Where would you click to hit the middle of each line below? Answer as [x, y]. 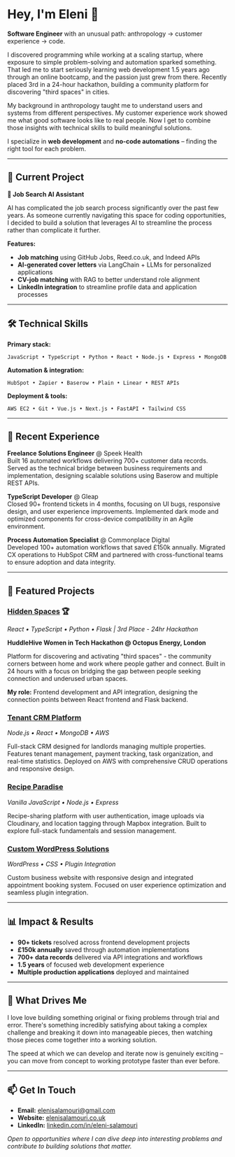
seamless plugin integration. [48, 892]
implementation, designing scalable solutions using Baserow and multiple [113, 476]
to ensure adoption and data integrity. [62, 562]
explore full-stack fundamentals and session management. [92, 830]
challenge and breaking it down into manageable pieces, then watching [110, 1032]
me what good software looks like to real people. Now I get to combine [109, 120]
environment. [26, 526]
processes [33, 294]
